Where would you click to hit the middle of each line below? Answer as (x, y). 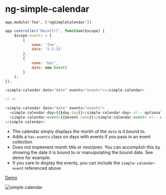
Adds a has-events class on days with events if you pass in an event (81, 136)
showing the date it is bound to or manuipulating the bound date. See (83, 152)
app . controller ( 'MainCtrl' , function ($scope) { (55, 31)
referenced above (43, 168)
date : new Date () (49, 68)
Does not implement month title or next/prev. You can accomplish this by (86, 147)
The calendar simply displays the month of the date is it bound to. (79, 131)
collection (22, 142)
